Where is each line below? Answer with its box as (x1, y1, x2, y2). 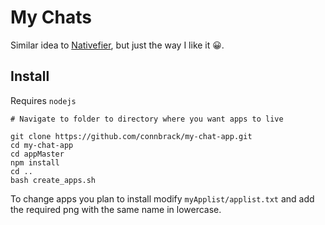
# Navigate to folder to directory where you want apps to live (10, 114, 284, 124)
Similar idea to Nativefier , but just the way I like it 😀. (10, 39, 225, 51)
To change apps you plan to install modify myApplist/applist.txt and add (10, 192, 315, 205)
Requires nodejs (10, 94, 77, 106)
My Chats (10, 6, 92, 29)
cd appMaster (10, 149, 65, 159)
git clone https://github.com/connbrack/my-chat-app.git (10, 131, 253, 141)
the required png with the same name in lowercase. (10, 203, 222, 215)
